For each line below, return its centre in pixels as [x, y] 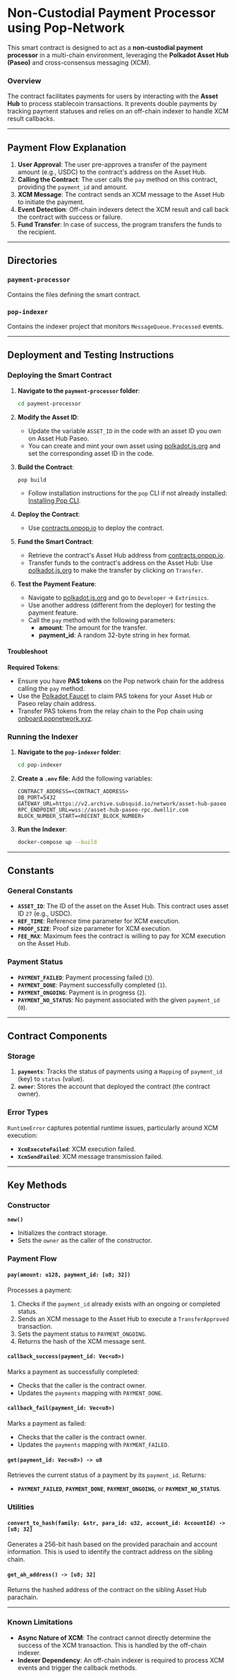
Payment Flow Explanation [67, 147]
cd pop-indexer [40, 765]
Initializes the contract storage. [62, 1233]
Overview [24, 80]
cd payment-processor [49, 404]
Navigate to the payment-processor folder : [79, 390]
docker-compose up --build [57, 842]
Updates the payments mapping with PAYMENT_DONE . [90, 1392]
